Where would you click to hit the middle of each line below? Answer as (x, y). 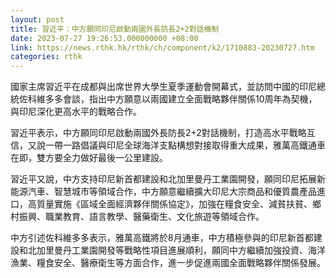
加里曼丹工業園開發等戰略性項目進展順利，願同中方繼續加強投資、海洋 (181, 250)
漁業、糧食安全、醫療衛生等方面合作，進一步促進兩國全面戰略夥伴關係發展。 (168, 263)
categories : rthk (46, 57)
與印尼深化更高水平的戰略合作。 (76, 112)
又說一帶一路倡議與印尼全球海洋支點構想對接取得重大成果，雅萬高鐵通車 (176, 145)
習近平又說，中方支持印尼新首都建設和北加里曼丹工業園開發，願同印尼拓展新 (168, 179)
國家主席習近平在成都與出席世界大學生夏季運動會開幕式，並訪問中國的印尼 (163, 87)
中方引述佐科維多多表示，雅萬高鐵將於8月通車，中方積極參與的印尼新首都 (162, 238)
